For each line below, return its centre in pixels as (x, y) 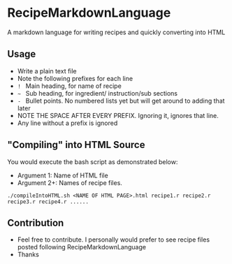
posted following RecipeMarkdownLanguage (82, 247)
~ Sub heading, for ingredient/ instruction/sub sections (97, 93)
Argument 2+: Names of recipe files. (70, 182)
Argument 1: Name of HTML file (63, 175)
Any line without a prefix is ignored (67, 123)
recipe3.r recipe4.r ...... (48, 201)
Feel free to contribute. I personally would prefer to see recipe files (114, 240)
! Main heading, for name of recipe (70, 86)
